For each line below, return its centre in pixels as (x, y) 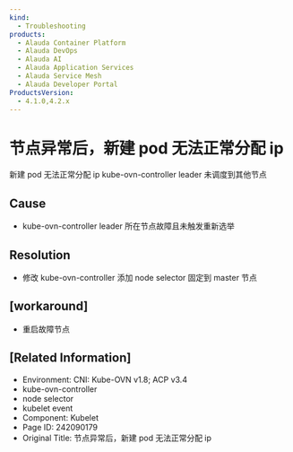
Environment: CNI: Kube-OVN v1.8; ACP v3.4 (105, 379)
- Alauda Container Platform (72, 43)
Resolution (40, 255)
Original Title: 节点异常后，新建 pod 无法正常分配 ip (117, 438)
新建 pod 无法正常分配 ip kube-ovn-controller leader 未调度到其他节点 (138, 175)
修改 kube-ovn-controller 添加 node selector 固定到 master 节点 (140, 277)
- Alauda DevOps (47, 51)
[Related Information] (70, 358)
